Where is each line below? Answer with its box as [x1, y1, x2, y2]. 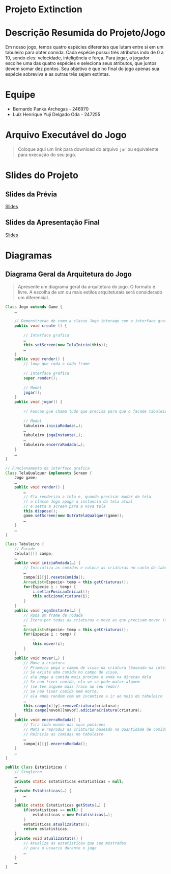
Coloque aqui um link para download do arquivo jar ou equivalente [17, 146, 159, 152]
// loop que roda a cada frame [23, 362, 90, 367]
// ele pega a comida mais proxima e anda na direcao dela [23, 675, 152, 680]
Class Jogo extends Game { [5, 304, 63, 309]
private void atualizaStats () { [14, 836, 83, 841]
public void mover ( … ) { [14, 656, 65, 661]
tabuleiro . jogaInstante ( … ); [23, 433, 83, 438]
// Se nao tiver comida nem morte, [23, 689, 99, 694]
